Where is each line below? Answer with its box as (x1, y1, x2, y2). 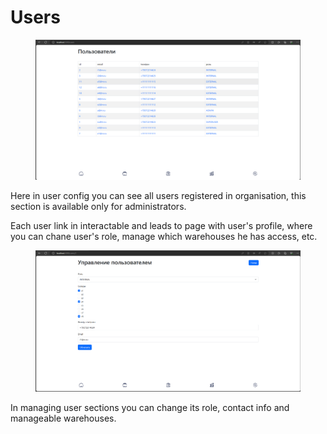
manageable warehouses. (10, 412, 117, 425)
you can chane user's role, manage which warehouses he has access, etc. (10, 231, 318, 243)
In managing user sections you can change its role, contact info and (10, 402, 290, 414)
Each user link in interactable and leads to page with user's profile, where (10, 220, 313, 232)
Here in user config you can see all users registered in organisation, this (10, 190, 307, 202)
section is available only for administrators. (10, 201, 187, 213)
